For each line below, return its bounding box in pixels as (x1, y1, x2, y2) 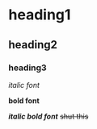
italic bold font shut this (8, 111, 89, 121)
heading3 (8, 62, 47, 73)
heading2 (8, 38, 58, 52)
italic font (8, 80, 40, 89)
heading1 (8, 6, 71, 24)
